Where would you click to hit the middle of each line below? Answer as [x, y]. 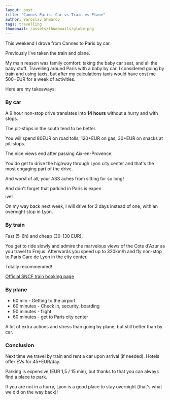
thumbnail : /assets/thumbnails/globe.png [50, 29]
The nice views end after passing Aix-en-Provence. [59, 153]
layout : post [19, 10]
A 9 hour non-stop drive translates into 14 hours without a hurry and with [82, 113]
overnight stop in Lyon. [29, 212]
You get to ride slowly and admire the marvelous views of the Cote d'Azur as [85, 246]
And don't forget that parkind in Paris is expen [53, 189]
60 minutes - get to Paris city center [50, 317]
